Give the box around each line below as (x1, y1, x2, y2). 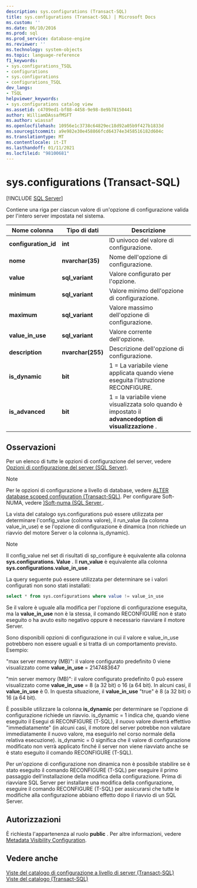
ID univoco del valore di (109, 236, 174, 244)
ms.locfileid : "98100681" (6, 150, 69, 156)
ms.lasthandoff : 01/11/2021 (6, 145, 75, 151)
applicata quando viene (109, 369, 174, 377)
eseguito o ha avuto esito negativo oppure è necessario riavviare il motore (6, 617, 185, 623)
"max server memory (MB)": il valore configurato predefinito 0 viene (6, 658, 171, 665)
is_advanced (9, 408, 46, 416)
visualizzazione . (109, 423, 157, 431)
